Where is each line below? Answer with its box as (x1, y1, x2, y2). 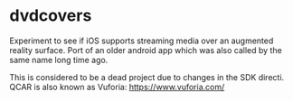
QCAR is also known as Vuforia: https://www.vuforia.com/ (9, 81, 225, 92)
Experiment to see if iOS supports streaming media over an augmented (9, 35, 274, 46)
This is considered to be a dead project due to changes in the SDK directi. (9, 71, 285, 82)
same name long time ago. (9, 54, 109, 65)
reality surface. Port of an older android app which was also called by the (9, 44, 282, 55)
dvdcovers (9, 5, 92, 26)
